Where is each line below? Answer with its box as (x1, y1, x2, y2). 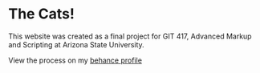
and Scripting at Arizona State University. (8, 39, 144, 49)
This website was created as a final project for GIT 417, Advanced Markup (8, 31, 252, 41)
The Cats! (8, 5, 75, 23)
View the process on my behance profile (8, 55, 143, 65)
